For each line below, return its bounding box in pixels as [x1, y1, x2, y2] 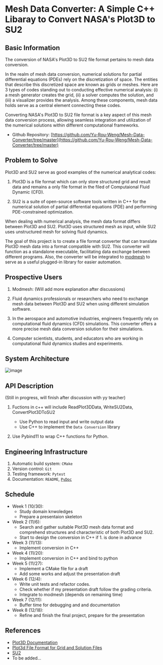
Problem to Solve [5, 156, 58, 165]
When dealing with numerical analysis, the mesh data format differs [5, 218, 141, 224]
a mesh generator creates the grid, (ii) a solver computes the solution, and [5, 92, 154, 98]
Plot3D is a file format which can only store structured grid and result [12, 178, 151, 184]
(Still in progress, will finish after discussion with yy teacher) [5, 395, 126, 401]
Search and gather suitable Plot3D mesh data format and [19, 524, 134, 530]
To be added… [12, 655, 41, 661]
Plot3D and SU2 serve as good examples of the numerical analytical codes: [5, 169, 157, 175]
